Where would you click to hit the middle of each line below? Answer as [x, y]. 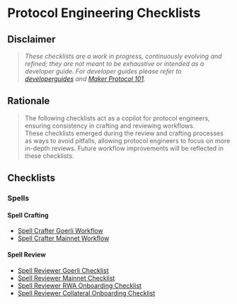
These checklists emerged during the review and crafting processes [124, 133]
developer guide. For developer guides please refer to [103, 71]
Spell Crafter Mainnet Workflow [63, 238]
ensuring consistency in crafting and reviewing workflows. [110, 125]
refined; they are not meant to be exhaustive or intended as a [114, 64]
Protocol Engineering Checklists [104, 13]
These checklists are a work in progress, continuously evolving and [123, 56]
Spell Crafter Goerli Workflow [60, 231]
